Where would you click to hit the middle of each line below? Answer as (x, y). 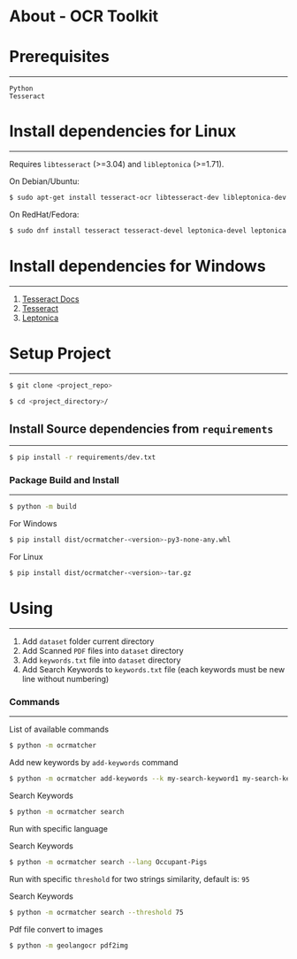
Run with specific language (59, 828)
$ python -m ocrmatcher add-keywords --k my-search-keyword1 (124, 779)
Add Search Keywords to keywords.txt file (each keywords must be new (153, 669)
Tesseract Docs (50, 299)
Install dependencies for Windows (138, 266)
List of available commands (59, 729)
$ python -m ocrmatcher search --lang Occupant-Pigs (108, 862)
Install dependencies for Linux (123, 131)
